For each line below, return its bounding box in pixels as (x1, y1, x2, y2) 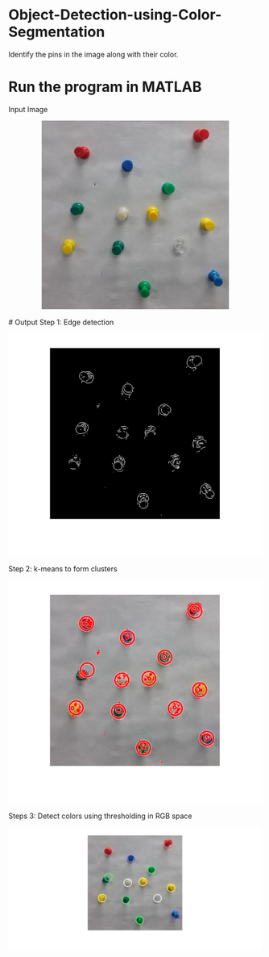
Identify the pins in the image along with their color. (8, 49, 179, 59)
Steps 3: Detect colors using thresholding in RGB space (8, 811, 192, 821)
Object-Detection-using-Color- (8, 6, 222, 24)
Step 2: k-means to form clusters (8, 564, 118, 574)
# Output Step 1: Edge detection (8, 317, 114, 327)
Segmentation (8, 23, 106, 41)
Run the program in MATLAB (8, 78, 202, 96)
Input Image (8, 104, 48, 114)
